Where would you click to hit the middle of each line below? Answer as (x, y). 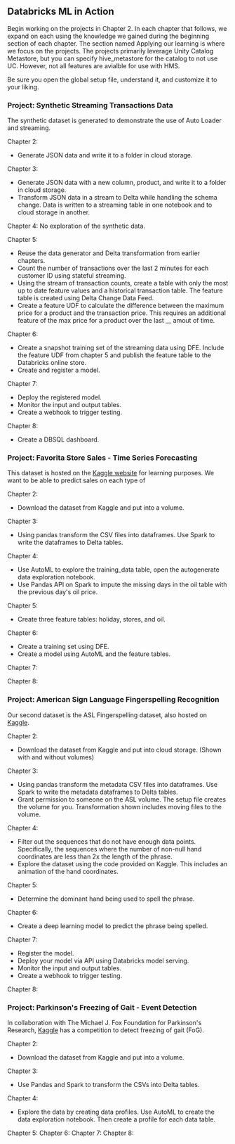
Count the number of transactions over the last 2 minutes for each (113, 268)
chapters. (31, 261)
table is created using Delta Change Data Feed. (86, 298)
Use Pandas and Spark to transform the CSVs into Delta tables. (108, 1085)
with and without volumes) (56, 757)
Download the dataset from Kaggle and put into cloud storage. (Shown (120, 750)
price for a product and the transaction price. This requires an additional (122, 313)
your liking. (23, 86)
